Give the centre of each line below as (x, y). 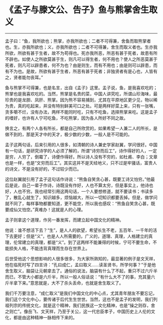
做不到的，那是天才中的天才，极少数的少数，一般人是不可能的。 (68, 134)
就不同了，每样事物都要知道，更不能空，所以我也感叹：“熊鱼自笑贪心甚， (78, 203)
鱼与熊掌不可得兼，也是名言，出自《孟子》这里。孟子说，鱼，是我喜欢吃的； (81, 87)
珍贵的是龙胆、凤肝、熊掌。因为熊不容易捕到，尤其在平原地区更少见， (75, 99)
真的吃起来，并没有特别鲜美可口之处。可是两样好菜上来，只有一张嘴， (88, 106)
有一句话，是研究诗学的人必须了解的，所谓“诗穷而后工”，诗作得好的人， (77, 150)
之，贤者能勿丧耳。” (24, 77)
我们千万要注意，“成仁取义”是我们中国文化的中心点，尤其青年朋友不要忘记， (81, 293)
